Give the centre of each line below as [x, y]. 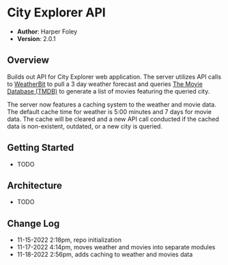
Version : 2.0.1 [36, 38]
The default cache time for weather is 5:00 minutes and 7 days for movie [109, 111]
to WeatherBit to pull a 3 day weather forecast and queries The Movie [105, 84]
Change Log [33, 223]
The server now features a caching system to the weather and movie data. [112, 104]
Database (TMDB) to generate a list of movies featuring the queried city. [109, 91]
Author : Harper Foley [47, 31]
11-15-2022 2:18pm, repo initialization [69, 240]
